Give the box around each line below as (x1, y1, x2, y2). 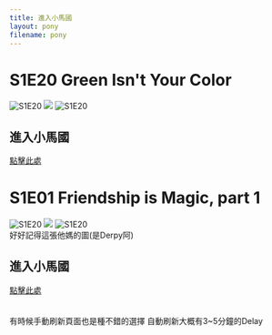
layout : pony (9, 22, 59, 31)
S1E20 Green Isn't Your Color (9, 69, 232, 90)
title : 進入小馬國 (9, 13, 73, 23)
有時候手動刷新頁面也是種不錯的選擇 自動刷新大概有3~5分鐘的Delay (9, 315, 264, 326)
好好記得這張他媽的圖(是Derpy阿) (9, 229, 135, 241)
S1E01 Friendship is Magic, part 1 (9, 188, 261, 208)
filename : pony (9, 30, 67, 39)
